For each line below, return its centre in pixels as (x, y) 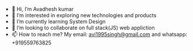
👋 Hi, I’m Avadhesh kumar (43, 9)
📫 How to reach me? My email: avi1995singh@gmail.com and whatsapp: (99, 34)
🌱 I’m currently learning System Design (58, 21)
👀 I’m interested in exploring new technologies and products (84, 15)
